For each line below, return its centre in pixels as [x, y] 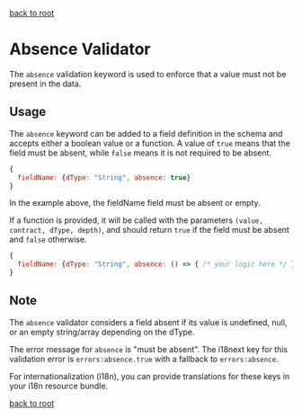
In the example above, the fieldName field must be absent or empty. [135, 203]
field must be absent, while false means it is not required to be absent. [141, 153]
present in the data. [45, 84]
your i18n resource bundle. [59, 386]
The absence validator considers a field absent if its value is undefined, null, [148, 322]
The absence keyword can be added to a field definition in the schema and [146, 133]
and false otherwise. [48, 240]
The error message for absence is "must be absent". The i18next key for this [149, 349]
